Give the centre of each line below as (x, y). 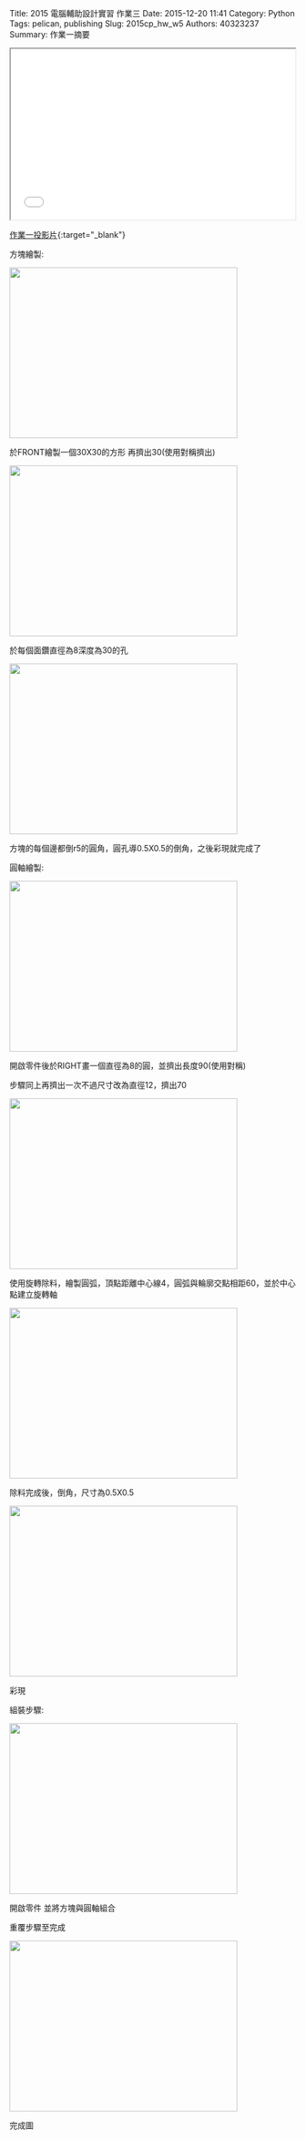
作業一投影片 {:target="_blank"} (67, 234)
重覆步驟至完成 (37, 1927)
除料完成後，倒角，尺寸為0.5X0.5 (72, 1492)
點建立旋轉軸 (33, 1294)
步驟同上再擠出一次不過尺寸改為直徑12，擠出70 (98, 1085)
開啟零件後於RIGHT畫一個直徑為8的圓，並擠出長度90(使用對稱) (128, 1065)
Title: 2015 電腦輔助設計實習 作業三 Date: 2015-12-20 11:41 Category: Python (152, 13)
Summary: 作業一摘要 (50, 34)
